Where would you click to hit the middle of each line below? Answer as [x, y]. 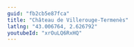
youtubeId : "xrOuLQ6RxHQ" [44, 33]
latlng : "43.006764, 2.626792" [52, 26]
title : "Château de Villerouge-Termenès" [68, 20]
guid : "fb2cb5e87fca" [39, 13]
